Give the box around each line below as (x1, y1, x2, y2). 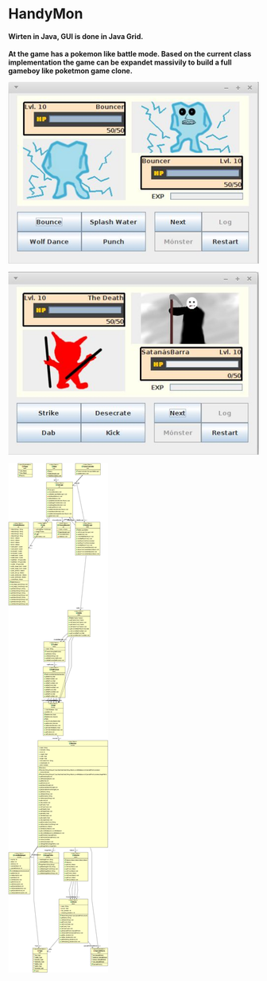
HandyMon (8, 5, 83, 23)
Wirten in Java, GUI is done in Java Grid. (8, 31, 144, 41)
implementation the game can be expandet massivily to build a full (8, 57, 232, 68)
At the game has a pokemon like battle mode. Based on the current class (8, 49, 252, 59)
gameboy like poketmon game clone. (8, 66, 133, 76)
